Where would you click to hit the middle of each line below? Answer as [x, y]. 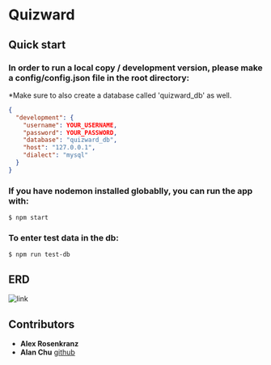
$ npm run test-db [39, 255]
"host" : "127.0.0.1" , [59, 148]
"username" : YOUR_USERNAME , [70, 125]
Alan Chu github [47, 352]
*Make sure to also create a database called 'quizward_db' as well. [120, 95]
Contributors [42, 324]
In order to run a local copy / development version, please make [135, 68]
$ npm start [28, 218]
